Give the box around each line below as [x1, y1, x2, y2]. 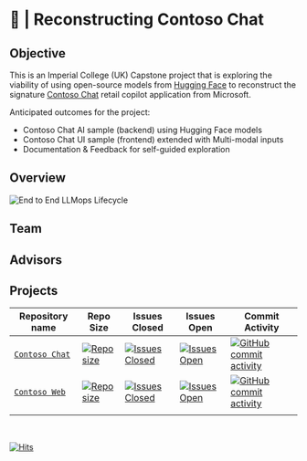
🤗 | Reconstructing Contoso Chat [9, 9, 265, 30]
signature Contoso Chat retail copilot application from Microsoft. [9, 89, 251, 100]
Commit [243, 310, 280, 323]
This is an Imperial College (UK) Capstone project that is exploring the [9, 69, 272, 80]
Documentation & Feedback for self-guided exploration [22, 144, 230, 154]
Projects [9, 283, 58, 299]
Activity [243, 321, 280, 334]
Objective [9, 46, 67, 61]
